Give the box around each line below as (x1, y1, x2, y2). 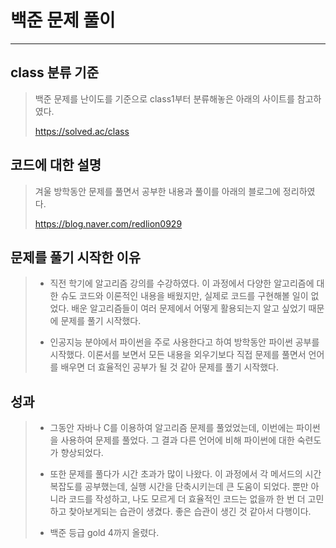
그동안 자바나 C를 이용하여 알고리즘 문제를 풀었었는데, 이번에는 (49, 422, 295, 434)
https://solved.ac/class (34, 125, 130, 137)
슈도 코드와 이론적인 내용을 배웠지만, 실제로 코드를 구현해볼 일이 (60, 290, 309, 302)
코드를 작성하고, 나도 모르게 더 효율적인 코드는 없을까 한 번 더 (68, 493, 306, 505)
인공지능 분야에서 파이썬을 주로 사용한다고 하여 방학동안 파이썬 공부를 (49, 336, 320, 348)
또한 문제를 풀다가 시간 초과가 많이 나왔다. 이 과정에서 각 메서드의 (49, 468, 303, 480)
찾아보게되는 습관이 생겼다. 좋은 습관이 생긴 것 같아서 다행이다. (68, 506, 312, 518)
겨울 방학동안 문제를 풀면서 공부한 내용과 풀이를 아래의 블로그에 (34, 185, 281, 197)
